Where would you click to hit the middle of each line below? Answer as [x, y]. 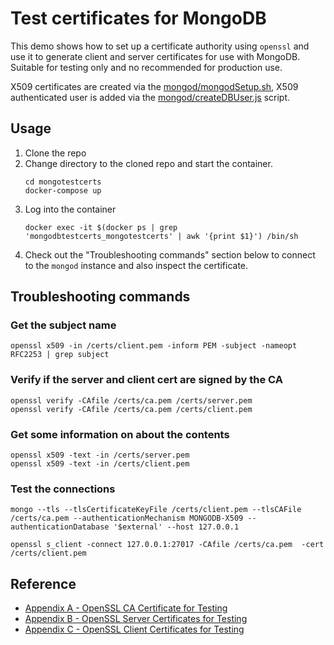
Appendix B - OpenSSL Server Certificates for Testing [136, 619]
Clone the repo [55, 153]
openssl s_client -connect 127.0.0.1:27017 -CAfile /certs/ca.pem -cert [167, 545]
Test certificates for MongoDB [138, 18]
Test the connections [63, 489]
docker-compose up [63, 190]
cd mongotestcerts [63, 182]
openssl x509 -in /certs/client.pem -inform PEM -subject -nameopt [154, 346]
